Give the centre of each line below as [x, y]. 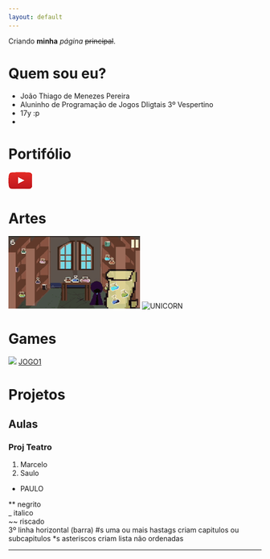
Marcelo [34, 465]
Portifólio [40, 154]
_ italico [21, 513]
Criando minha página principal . [62, 41]
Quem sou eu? [57, 73]
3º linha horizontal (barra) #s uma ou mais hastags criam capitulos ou [124, 530]
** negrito [25, 504]
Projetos [37, 394]
